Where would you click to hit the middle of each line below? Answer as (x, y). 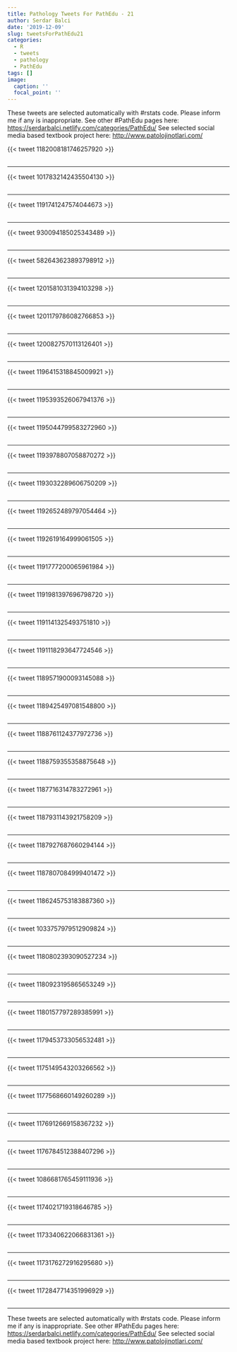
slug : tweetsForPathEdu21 (45, 34)
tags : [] (20, 73)
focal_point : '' (37, 93)
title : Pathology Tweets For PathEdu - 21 (71, 14)
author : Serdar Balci (39, 21)
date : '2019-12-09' (36, 27)
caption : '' (31, 86)
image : (17, 80)
